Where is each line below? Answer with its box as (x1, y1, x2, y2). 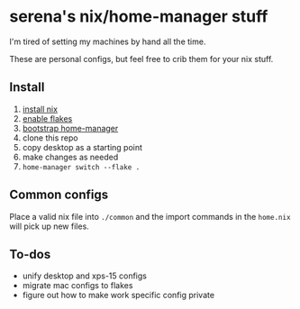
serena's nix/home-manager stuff (9, 6, 268, 27)
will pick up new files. (9, 221, 90, 232)
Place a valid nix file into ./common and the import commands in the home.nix (9, 211, 291, 222)
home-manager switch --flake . (22, 162, 141, 172)
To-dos (9, 246, 51, 262)
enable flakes (22, 113, 73, 123)
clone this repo (22, 132, 78, 143)
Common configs (9, 187, 109, 203)
